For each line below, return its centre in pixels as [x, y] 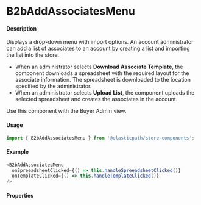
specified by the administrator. [53, 86]
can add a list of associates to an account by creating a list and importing [98, 49]
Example [18, 152]
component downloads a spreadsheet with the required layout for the [102, 73]
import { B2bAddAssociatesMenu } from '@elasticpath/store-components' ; [100, 138]
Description [22, 28]
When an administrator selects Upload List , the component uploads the [105, 93]
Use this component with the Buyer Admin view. [66, 111]
